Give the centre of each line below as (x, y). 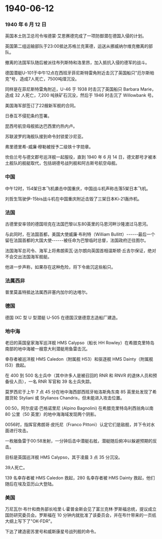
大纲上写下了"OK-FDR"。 (30, 521)
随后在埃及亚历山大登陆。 (31, 484)
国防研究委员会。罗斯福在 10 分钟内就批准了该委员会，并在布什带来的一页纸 (81, 515)
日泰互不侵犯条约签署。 (28, 116)
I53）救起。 (17, 365)
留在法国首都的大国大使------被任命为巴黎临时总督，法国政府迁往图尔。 (77, 240)
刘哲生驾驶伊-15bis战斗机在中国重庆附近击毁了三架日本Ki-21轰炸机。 (73, 199)
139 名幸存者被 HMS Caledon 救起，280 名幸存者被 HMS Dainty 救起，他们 (80, 477)
